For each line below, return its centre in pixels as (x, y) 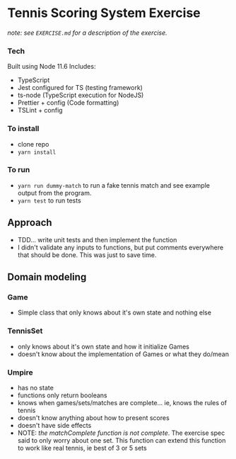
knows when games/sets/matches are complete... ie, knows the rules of (122, 402)
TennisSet (25, 331)
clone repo (33, 144)
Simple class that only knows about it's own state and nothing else (114, 312)
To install (23, 129)
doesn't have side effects (54, 425)
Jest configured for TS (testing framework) (80, 88)
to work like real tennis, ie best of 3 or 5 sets (82, 448)
